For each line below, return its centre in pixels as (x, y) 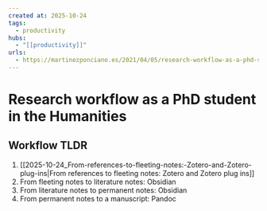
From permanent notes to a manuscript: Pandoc (98, 198)
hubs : (17, 38)
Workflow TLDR (48, 145)
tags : (17, 23)
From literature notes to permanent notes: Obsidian (103, 190)
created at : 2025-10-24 (48, 16)
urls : (17, 53)
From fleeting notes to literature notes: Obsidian (98, 182)
